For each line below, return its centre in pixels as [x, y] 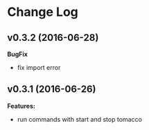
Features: [21, 106]
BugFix [17, 54]
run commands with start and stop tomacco [79, 119]
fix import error [39, 67]
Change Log [43, 12]
